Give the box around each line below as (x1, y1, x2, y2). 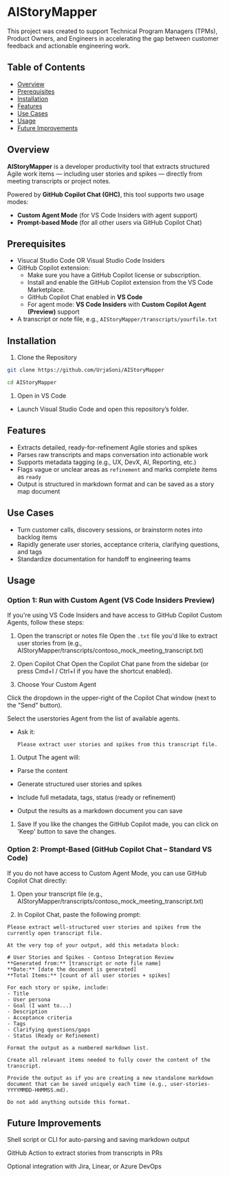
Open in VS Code (17, 391, 67, 400)
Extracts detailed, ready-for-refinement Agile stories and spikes (17, 443, 198, 452)
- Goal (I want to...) (7, 1002, 72, 1009)
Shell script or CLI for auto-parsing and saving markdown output (7, 1136, 190, 1144)
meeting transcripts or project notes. (7, 177, 111, 185)
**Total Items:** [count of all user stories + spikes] (7, 972, 171, 979)
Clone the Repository (17, 353, 78, 362)
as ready (17, 472, 41, 481)
